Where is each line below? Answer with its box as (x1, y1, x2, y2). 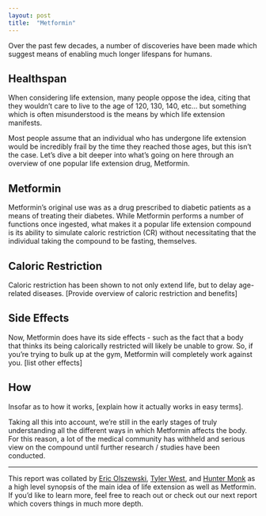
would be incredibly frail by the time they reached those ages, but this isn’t (8, 142, 252, 151)
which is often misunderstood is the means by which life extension (8, 110, 226, 120)
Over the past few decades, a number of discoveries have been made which (8, 40, 257, 50)
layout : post (8, 11, 51, 20)
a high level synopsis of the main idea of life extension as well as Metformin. (8, 482, 256, 491)
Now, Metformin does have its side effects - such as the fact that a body (8, 332, 244, 342)
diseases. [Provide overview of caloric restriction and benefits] (32, 288, 237, 298)
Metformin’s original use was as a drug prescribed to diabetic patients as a (8, 203, 252, 212)
